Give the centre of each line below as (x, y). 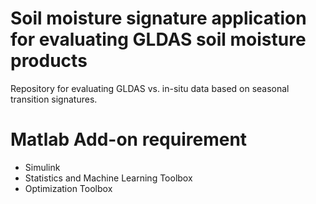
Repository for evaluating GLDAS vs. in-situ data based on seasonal (150, 88)
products (49, 61)
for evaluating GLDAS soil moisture (158, 39)
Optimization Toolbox (68, 188)
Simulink (42, 167)
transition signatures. (54, 99)
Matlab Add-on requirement (129, 139)
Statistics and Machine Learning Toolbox (108, 178)
